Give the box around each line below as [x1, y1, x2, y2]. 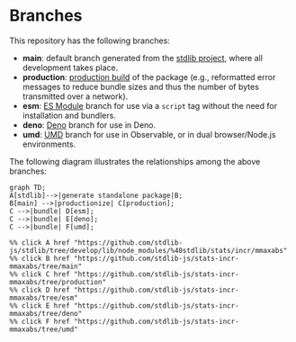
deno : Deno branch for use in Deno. [22, 119, 157, 130]
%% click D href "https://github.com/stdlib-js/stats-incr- [9, 285, 240, 294]
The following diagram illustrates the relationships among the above [9, 156, 261, 166]
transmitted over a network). [22, 91, 129, 102]
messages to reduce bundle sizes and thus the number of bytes [22, 81, 259, 92]
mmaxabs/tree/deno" [9, 309, 83, 318]
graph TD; [9, 183, 47, 192]
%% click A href [9, 238, 70, 247]
